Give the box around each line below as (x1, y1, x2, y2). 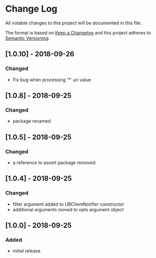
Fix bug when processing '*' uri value (12, 77, 91, 83)
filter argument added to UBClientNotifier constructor (12, 201, 124, 207)
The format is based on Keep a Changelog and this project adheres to (5, 29, 151, 36)
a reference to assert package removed (12, 159, 96, 166)
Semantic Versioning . (5, 35, 50, 41)
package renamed (12, 118, 51, 124)
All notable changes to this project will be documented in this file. (5, 20, 142, 26)
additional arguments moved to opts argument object (12, 206, 124, 212)
